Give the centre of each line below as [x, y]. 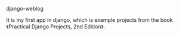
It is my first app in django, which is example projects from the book [89, 20]
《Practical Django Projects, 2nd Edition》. [56, 27]
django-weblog [25, 9]
